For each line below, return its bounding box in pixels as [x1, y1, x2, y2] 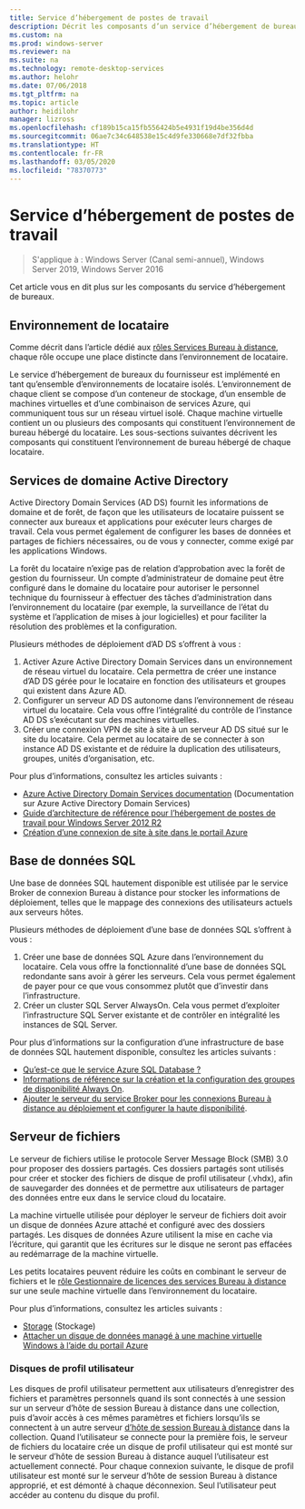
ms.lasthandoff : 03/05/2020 [9, 157, 116, 167]
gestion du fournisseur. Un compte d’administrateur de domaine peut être [9, 572, 284, 583]
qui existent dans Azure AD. [22, 684, 127, 696]
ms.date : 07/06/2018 [9, 81, 88, 90]
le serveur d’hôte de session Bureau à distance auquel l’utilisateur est [9, 1451, 270, 1462]
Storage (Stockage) [22, 1321, 96, 1332]
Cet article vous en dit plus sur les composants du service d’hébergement [9, 281, 286, 292]
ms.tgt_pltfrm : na [9, 89, 79, 98]
